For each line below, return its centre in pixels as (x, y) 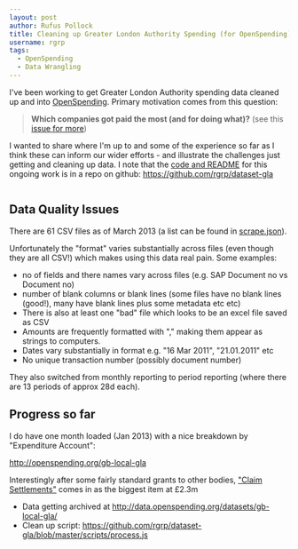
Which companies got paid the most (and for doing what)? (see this (157, 119)
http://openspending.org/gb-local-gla (78, 462)
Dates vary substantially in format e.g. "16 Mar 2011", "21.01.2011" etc (148, 350)
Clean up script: (51, 525)
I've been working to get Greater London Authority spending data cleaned (144, 92)
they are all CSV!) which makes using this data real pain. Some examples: (143, 258)
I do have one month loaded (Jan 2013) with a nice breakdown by (129, 435)
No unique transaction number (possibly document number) (132, 360)
